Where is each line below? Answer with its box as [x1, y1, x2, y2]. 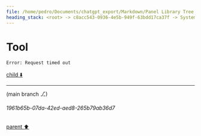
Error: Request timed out [6, 60, 71, 66]
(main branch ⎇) [6, 90, 48, 98]
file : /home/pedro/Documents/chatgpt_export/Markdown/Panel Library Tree [6, 8, 194, 15]
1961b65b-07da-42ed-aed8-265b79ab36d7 [6, 104, 115, 111]
